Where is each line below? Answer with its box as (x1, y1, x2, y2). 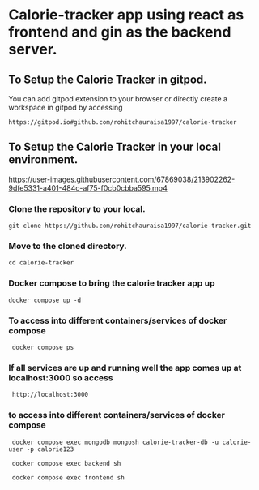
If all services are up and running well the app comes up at (8, 362, 242, 373)
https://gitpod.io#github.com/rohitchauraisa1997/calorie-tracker (8, 118, 237, 127)
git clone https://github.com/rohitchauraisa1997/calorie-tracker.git (8, 221, 252, 230)
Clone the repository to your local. (8, 203, 146, 214)
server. (8, 41, 58, 58)
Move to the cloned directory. (8, 241, 127, 252)
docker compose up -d (8, 296, 82, 304)
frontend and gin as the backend (8, 23, 231, 41)
